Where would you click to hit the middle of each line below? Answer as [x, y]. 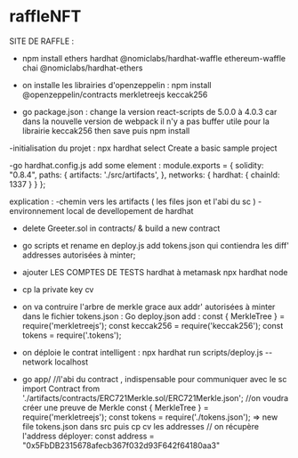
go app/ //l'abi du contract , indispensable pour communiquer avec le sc [154, 379]
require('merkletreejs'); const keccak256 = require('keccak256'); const [153, 325]
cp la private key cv [58, 289]
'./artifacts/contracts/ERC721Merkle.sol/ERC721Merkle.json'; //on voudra [155, 397]
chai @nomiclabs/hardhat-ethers [82, 68]
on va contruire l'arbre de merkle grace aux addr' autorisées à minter [149, 307]
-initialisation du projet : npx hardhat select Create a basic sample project [143, 148]
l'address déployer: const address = [88, 436]
